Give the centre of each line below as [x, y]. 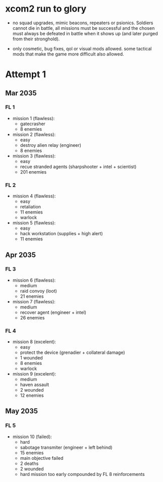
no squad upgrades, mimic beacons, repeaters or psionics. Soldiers [83, 23]
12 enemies [32, 395]
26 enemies [32, 317]
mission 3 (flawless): [34, 156]
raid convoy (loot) [38, 291]
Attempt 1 [26, 74]
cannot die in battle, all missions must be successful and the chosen [84, 28]
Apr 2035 [21, 255]
